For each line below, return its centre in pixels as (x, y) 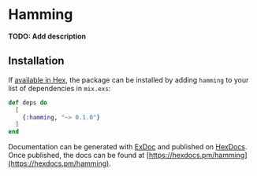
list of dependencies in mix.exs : (60, 88)
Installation (36, 61)
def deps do (28, 103)
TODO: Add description (47, 36)
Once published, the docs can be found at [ (79, 156)
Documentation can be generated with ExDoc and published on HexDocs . (128, 147)
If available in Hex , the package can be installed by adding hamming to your (128, 79)
